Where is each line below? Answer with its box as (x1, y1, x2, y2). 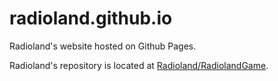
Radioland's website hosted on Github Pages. (9, 40, 197, 52)
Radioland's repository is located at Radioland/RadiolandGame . (9, 59, 269, 71)
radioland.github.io (9, 7, 173, 30)
